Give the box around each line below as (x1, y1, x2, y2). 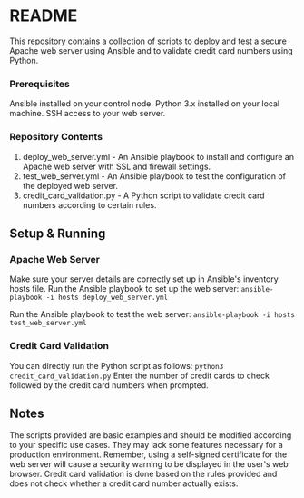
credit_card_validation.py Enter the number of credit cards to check (9, 370, 270, 381)
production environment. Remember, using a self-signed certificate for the (9, 449, 288, 460)
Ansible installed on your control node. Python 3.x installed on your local (9, 98, 279, 109)
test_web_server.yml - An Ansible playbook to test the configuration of (22, 170, 286, 182)
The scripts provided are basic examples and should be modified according (9, 430, 292, 441)
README (9, 5, 78, 26)
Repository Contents (9, 131, 103, 144)
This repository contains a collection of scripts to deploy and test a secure (9, 35, 288, 46)
